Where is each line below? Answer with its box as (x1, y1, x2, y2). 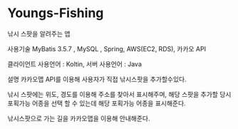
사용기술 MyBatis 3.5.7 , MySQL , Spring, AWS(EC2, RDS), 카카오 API (7, 44, 207, 53)
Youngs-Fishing (7, 5, 104, 21)
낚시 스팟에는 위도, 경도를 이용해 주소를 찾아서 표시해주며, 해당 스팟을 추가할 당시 (7, 90, 232, 98)
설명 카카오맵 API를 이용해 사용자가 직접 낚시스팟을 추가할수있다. (7, 75, 187, 83)
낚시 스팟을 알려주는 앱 (7, 29, 71, 38)
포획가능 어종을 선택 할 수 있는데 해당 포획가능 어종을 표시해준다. (7, 98, 187, 108)
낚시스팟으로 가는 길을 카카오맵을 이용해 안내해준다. (7, 114, 150, 123)
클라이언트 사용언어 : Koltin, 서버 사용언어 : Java (7, 59, 143, 68)
